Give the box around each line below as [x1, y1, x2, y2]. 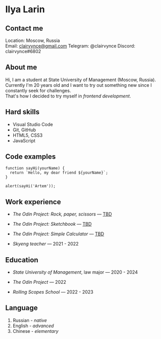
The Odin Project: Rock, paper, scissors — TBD [12, 211, 112, 217]
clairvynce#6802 [5, 49, 41, 54]
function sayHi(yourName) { [5, 166, 65, 171]
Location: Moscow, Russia [5, 37, 60, 43]
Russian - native [12, 317, 47, 323]
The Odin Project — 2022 [12, 279, 66, 285]
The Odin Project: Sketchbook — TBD [12, 221, 92, 227]
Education [5, 255, 39, 264]
